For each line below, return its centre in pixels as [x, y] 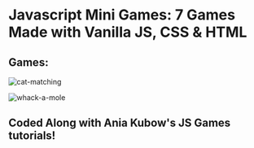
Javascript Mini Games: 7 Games [122, 15]
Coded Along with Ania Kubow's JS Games [120, 123]
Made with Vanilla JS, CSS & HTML [128, 32]
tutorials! [32, 136]
